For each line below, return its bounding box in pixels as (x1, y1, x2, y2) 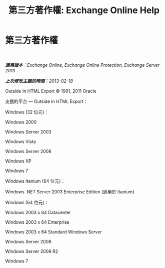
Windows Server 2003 (5, 128, 51, 135)
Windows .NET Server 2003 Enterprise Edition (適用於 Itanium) (5, 189, 134, 195)
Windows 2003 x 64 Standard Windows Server (5, 229, 102, 235)
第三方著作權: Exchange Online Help (8, 5, 160, 16)
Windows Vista (5, 139, 36, 145)
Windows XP (5, 158, 31, 164)
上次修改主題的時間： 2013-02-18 (5, 78, 73, 84)
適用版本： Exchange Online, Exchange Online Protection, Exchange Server (5, 62, 160, 68)
